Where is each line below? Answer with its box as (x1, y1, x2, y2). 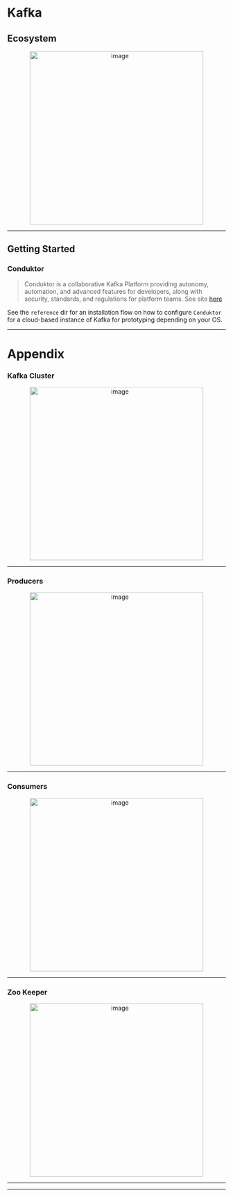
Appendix (7, 346, 64, 362)
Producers (7, 577, 44, 586)
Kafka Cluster (7, 371, 55, 381)
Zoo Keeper (7, 987, 48, 997)
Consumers (7, 782, 48, 792)
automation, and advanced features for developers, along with (24, 287, 202, 295)
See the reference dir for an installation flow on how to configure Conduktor (7, 308, 222, 316)
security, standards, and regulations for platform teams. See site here (24, 295, 223, 303)
